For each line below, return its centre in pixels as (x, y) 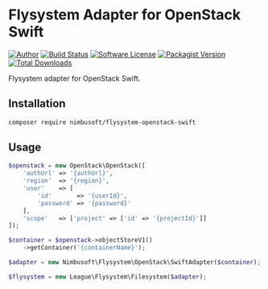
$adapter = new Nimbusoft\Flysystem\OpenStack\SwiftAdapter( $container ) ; (135, 262)
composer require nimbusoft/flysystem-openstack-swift (102, 122)
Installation (37, 103)
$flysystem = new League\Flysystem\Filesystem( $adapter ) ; (107, 277)
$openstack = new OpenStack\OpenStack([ (77, 166)
